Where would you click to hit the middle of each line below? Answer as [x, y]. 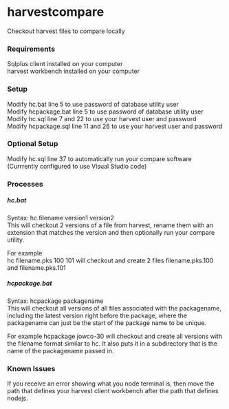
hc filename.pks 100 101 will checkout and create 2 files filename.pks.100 [110, 260]
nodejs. [18, 398]
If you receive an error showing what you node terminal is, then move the [111, 384]
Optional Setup [33, 144]
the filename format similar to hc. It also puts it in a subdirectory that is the [112, 343]
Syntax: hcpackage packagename [55, 301]
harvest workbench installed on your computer [73, 71]
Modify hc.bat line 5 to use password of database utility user [93, 104]
